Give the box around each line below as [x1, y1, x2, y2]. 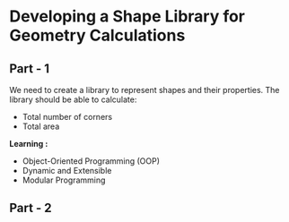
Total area [22, 121, 60, 132]
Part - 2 [9, 201, 52, 216]
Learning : [9, 139, 48, 149]
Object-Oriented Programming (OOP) [22, 156, 160, 166]
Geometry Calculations [9, 25, 186, 46]
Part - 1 [9, 61, 50, 76]
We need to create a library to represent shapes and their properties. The [9, 85, 280, 95]
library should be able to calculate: [9, 94, 137, 105]
